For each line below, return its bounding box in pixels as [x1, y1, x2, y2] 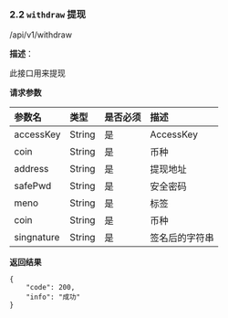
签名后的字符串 [150, 231, 214, 244]
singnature [14, 231, 60, 244]
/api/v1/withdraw [9, 29, 73, 40]
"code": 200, [26, 283, 76, 292]
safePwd [14, 180, 52, 193]
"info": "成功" [26, 292, 81, 302]
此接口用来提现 [9, 68, 66, 79]
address [14, 163, 49, 175]
